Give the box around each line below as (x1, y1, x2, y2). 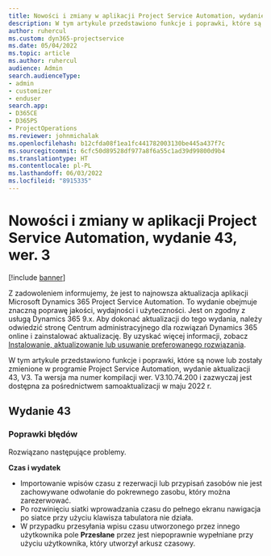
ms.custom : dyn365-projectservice (8, 34, 125, 43)
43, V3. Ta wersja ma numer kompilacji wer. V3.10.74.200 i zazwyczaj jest (8, 372, 252, 382)
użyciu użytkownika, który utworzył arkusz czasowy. (19, 538, 196, 548)
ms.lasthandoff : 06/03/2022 (8, 169, 103, 178)
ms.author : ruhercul (8, 57, 78, 65)
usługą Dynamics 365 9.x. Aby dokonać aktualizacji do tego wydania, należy (8, 314, 262, 324)
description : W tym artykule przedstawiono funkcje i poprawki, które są (8, 19, 262, 27)
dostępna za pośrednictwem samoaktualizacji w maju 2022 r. (8, 381, 212, 391)
